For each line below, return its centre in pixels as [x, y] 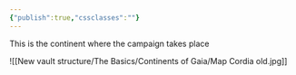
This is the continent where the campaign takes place [109, 43]
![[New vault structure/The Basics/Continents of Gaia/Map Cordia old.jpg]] [148, 61]
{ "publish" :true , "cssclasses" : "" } [75, 18]
